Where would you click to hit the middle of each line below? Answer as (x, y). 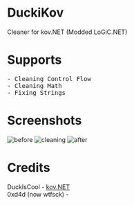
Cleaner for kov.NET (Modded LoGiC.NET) (67, 32)
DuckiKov (36, 13)
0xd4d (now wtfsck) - (38, 194)
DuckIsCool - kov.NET (39, 187)
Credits (29, 168)
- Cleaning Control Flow (49, 79)
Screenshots (45, 121)
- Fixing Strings (36, 92)
